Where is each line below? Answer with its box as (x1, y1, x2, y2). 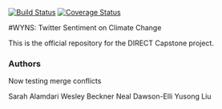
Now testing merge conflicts (8, 76, 102, 86)
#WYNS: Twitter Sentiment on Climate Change (8, 23, 162, 32)
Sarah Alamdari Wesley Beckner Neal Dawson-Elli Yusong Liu (8, 91, 212, 101)
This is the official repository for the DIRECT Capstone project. (8, 38, 215, 48)
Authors (8, 58, 42, 69)
